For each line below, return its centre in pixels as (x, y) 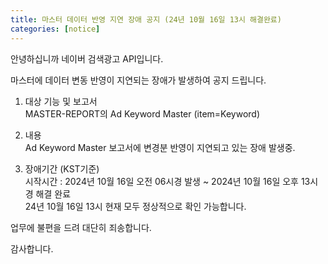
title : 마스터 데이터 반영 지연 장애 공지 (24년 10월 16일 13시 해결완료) (146, 19)
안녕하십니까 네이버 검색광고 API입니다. (87, 58)
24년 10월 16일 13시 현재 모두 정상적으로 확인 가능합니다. (135, 206)
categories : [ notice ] (55, 29)
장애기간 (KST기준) (62, 168)
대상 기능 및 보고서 (61, 101)
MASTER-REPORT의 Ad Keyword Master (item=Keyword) (142, 113)
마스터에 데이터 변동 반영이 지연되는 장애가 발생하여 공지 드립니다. (138, 80)
